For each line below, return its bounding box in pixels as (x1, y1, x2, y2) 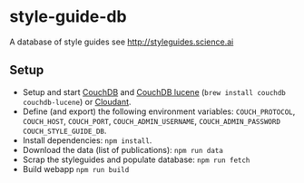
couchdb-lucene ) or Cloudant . (22, 96, 132, 107)
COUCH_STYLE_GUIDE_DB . (22, 125, 107, 136)
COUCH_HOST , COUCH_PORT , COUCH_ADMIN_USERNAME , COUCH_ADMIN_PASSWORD (22, 115, 281, 126)
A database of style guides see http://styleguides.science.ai (9, 36, 234, 47)
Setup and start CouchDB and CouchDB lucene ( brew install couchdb (22, 86, 286, 97)
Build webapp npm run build (22, 163, 130, 174)
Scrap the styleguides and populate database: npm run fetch (22, 154, 250, 165)
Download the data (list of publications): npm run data (22, 144, 224, 155)
